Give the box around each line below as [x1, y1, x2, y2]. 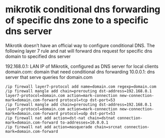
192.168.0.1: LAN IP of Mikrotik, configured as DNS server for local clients [5, 63, 159, 69]
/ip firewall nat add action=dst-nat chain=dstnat [5, 115, 115, 121]
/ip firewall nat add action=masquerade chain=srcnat [5, 124, 123, 129]
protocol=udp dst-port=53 [60, 111, 115, 116]
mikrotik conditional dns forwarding [5, 4, 161, 15]
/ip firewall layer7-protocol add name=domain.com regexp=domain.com [5, 84, 157, 89]
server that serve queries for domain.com [5, 74, 93, 80]
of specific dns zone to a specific [5, 14, 149, 26]
